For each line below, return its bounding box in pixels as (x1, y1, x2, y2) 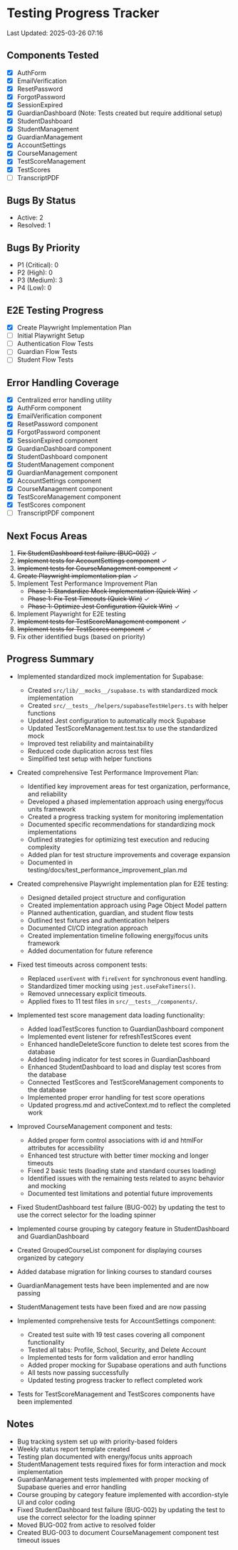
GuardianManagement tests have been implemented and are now (16, 1281, 209, 1290)
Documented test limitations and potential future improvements (27, 1189, 213, 1198)
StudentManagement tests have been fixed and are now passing (16, 1303, 207, 1311)
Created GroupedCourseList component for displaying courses (16, 1245, 202, 1254)
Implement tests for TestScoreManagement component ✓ (16, 617, 187, 626)
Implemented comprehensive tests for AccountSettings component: (16, 1316, 217, 1325)
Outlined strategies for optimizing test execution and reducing (27, 835, 209, 844)
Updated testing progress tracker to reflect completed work (27, 1376, 203, 1384)
